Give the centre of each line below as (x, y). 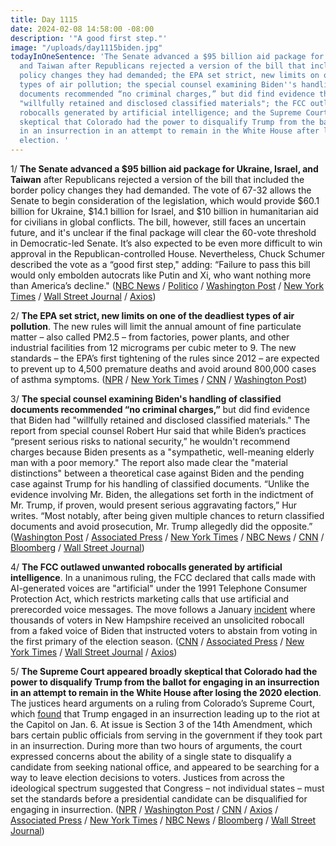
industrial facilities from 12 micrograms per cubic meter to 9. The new (153, 347)
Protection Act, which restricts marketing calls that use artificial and (150, 599)
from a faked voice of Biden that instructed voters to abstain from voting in (164, 630)
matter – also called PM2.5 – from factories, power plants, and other (150, 337)
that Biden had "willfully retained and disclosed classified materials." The (160, 420)
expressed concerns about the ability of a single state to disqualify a (151, 756)
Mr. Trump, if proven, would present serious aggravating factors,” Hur (154, 505)
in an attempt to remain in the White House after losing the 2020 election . (166, 692)
